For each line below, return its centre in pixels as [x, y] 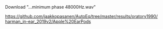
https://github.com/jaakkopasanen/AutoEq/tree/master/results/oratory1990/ [81, 16]
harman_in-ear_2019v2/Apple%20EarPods [48, 22]
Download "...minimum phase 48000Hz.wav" [50, 7]
